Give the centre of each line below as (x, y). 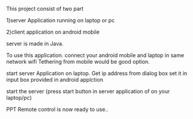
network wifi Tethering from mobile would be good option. (78, 62)
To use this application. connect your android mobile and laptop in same (95, 55)
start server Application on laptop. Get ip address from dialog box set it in (97, 73)
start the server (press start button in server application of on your (88, 91)
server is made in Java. (35, 44)
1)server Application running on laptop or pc (61, 20)
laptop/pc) (19, 98)
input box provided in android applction (55, 80)
